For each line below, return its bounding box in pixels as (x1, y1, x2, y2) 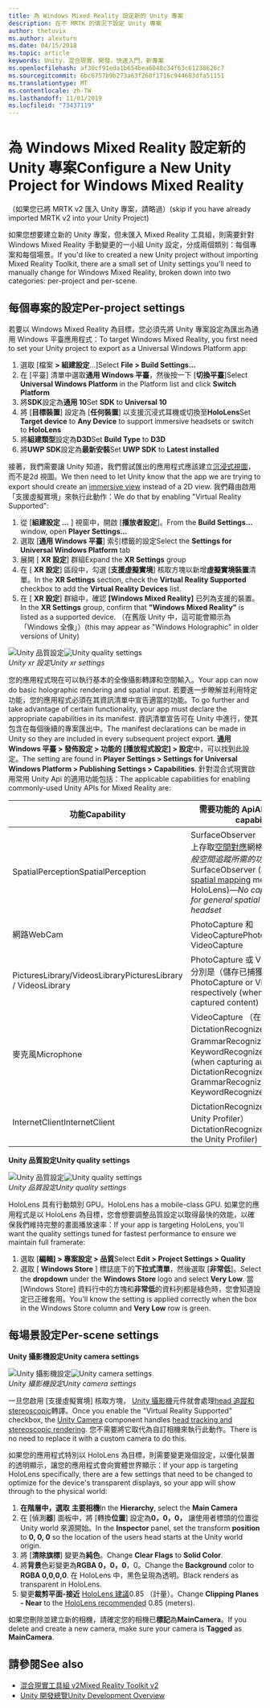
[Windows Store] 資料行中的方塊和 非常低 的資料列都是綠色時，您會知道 (19, 1284, 254, 1293)
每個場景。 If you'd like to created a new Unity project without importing (22, 250, 259, 260)
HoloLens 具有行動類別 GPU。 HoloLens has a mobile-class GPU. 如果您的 (8, 1199, 253, 1209)
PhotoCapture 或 (190, 954, 254, 965)
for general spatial (190, 894, 260, 906)
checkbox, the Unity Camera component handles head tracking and (8, 1414, 233, 1425)
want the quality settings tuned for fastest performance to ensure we (8, 1228, 237, 1238)
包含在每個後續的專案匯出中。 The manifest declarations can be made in (8, 724, 247, 733)
